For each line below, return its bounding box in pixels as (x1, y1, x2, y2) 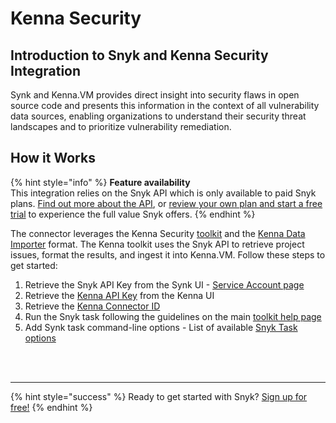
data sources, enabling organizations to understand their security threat (10, 110, 307, 122)
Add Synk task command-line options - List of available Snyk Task (24, 321, 298, 333)
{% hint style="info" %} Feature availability (10, 176, 191, 188)
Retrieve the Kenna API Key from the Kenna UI (24, 289, 215, 301)
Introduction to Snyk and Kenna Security (10, 47, 269, 64)
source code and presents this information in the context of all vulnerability (10, 100, 320, 111)
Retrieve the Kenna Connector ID (24, 300, 161, 312)
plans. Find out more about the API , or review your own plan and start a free (10, 197, 323, 209)
